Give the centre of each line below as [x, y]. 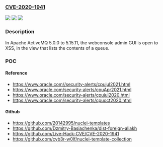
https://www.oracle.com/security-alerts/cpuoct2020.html [72, 100]
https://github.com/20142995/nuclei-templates [61, 123]
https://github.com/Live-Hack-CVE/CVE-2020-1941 [66, 133]
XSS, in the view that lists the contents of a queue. [57, 48]
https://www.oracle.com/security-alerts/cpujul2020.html [71, 95]
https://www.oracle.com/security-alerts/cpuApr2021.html [72, 90]
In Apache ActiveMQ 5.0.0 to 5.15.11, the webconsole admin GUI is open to [82, 43]
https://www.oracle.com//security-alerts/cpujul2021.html [71, 84]
